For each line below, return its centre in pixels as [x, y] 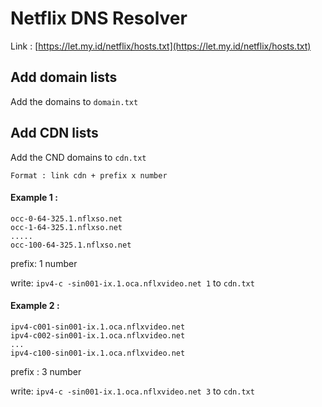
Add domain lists [64, 77]
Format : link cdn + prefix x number [89, 175]
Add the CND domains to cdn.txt [78, 157]
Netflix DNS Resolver [99, 18]
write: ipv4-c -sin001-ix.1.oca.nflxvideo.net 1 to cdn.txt [132, 283]
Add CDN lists [54, 133]
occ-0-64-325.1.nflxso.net [66, 218]
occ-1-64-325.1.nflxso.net [66, 227]
